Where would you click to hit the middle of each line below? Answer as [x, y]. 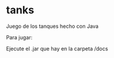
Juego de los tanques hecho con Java [52, 26]
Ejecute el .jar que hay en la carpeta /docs [57, 48]
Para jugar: [19, 37]
